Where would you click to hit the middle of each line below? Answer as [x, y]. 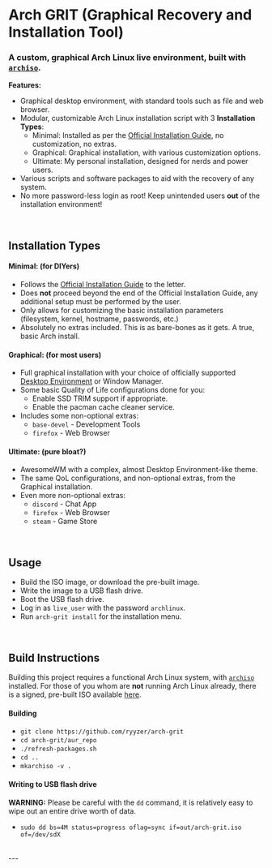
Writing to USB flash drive [53, 784]
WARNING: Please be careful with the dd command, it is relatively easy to [131, 802]
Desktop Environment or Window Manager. [92, 381]
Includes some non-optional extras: [79, 416]
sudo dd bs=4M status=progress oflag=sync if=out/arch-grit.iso [131, 827]
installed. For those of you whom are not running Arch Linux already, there [132, 686]
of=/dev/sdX [40, 834]
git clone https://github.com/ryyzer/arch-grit [102, 732]
